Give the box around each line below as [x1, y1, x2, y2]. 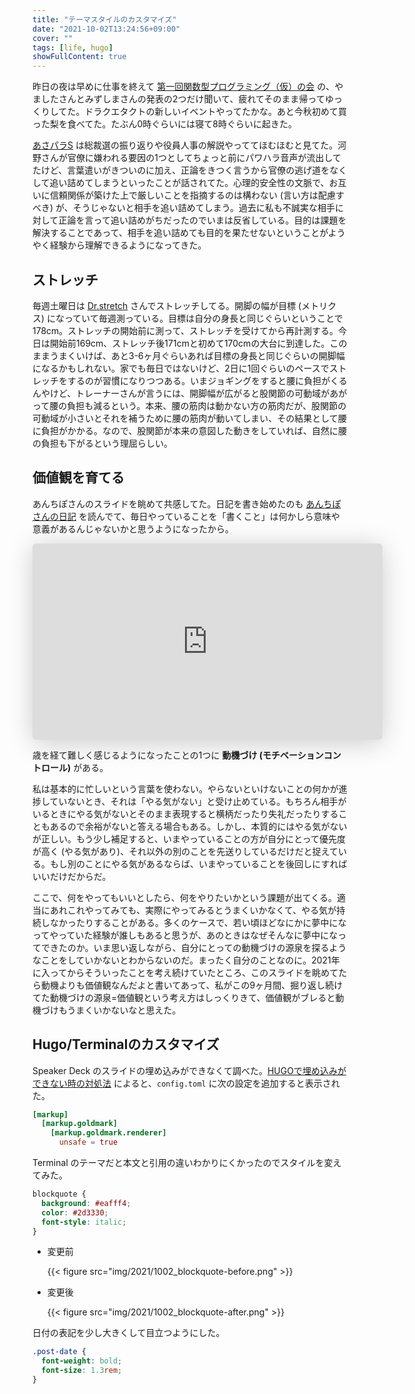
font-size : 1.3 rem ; [41, 1366, 123, 1376]
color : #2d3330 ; [41, 1207, 109, 1218]
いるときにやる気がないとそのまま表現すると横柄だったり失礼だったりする [32, 807, 339, 820]
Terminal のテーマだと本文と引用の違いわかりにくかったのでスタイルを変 [32, 1157, 334, 1169]
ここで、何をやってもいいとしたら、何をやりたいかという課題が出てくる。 [32, 891, 338, 903]
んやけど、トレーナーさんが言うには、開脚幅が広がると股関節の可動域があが [32, 387, 348, 399]
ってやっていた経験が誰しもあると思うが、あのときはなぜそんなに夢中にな [32, 929, 339, 941]
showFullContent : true [32, 52, 127, 62]
